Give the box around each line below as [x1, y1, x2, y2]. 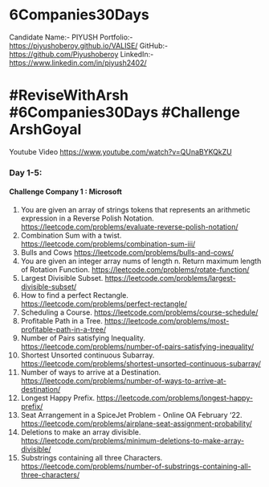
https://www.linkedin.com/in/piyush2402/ [9, 58, 147, 68]
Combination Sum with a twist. [20, 231, 122, 240]
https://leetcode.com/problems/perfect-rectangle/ [20, 299, 188, 308]
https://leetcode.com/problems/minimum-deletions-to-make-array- [20, 436, 244, 445]
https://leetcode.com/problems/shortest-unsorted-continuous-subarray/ [20, 359, 262, 368]
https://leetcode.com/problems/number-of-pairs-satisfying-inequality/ [20, 342, 255, 351]
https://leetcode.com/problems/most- [104, 316, 230, 325]
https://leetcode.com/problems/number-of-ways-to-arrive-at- [20, 376, 227, 386]
